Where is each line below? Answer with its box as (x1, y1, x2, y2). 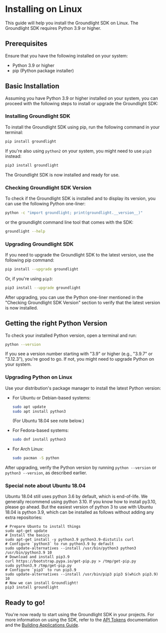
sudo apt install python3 (12, 409, 66, 414)
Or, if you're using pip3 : (5, 275, 53, 281)
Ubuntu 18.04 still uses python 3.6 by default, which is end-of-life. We (5, 494, 148, 500)
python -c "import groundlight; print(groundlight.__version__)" (5, 210, 143, 215)
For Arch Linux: (12, 446, 44, 452)
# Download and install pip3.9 (5, 555, 70, 560)
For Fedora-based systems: (12, 428, 69, 434)
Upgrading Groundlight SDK (5, 241, 74, 248)
